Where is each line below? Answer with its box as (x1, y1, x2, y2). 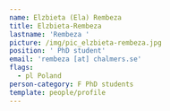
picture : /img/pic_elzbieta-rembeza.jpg (9, 38, 163, 47)
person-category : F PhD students (9, 80, 134, 89)
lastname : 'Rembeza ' (9, 30, 90, 38)
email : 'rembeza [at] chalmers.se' (9, 55, 142, 64)
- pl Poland (17, 72, 63, 81)
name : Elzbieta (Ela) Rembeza (9, 13, 123, 22)
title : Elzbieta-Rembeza (9, 21, 102, 30)
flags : (9, 64, 34, 73)
